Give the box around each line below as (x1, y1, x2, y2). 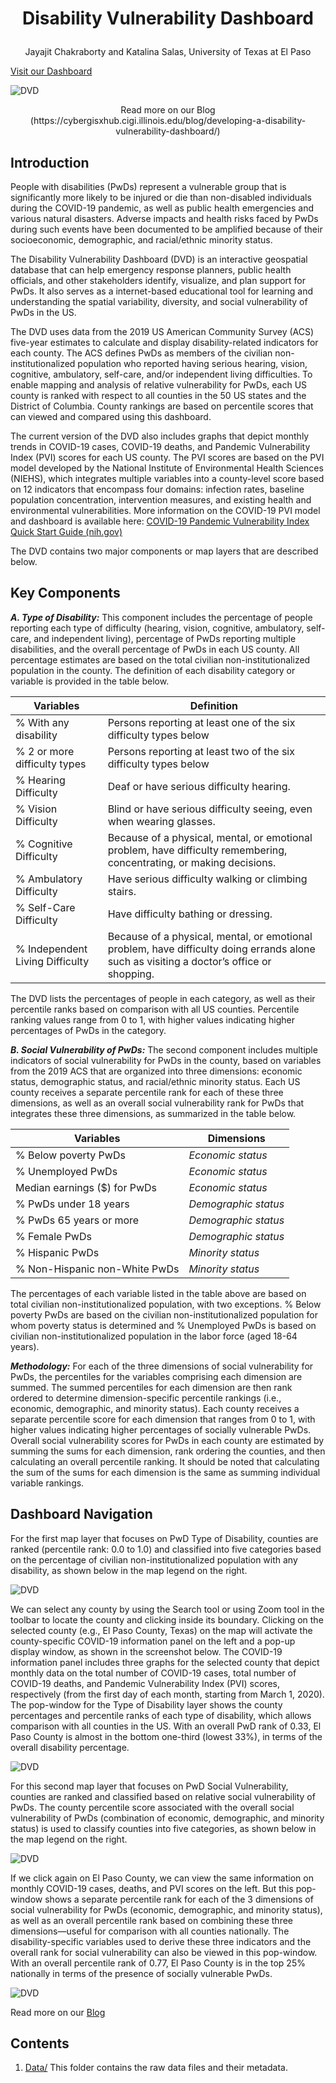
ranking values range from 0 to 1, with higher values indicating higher (10, 1013, 295, 1026)
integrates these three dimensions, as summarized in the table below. (10, 1107, 297, 1119)
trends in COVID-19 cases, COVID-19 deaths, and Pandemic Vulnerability (10, 441, 311, 452)
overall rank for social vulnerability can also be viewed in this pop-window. (10, 1946, 318, 1958)
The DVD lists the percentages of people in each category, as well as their (10, 992, 316, 1004)
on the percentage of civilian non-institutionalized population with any (10, 1553, 298, 1566)
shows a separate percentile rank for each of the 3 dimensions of (44, 1893, 314, 1905)
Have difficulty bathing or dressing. (107, 907, 273, 921)
